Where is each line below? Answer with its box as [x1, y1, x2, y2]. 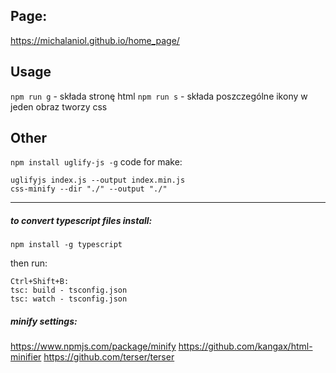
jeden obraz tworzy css [10, 100, 108, 113]
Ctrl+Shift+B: [10, 277, 70, 287]
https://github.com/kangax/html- [178, 340, 313, 353]
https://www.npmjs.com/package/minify [10, 340, 177, 353]
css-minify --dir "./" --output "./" [10, 184, 168, 194]
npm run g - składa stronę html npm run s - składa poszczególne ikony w [10, 90, 308, 102]
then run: [10, 257, 48, 269]
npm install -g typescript [10, 240, 123, 250]
